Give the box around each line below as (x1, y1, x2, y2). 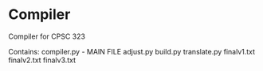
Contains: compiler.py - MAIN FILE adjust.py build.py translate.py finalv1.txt (8, 47, 256, 56)
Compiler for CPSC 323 (8, 32, 86, 41)
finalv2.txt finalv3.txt (8, 55, 77, 65)
